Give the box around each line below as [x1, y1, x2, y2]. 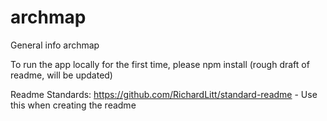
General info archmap [10, 39, 100, 51]
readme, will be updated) [10, 69, 113, 81]
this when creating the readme [10, 99, 137, 111]
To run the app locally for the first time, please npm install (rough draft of [10, 58, 310, 70]
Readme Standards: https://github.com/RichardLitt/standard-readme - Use [10, 88, 318, 100]
